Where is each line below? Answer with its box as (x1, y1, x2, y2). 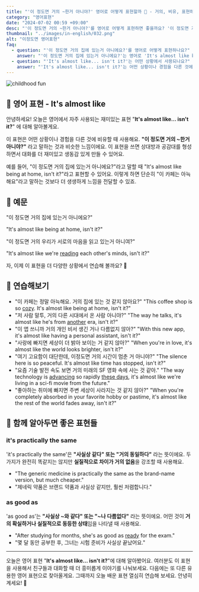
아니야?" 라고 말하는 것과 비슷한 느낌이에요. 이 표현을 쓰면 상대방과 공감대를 (6, 143, 181, 150)
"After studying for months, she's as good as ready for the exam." (14, 531, 175, 539)
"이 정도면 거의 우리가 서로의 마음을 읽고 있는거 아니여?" (6, 238, 135, 245)
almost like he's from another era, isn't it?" (14, 318, 118, 325)
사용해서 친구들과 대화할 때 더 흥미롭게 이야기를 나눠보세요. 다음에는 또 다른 (12, 564, 187, 571)
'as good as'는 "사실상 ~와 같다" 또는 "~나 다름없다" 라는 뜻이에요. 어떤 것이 (6, 513, 185, 520)
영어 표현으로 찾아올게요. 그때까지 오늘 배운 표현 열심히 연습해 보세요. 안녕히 (17, 572, 192, 579)
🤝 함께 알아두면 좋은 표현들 (6, 418, 98, 428)
